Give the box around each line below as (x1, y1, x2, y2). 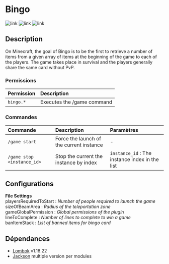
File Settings (5, 193, 32, 199)
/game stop (8, 154, 34, 160)
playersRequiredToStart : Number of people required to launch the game (5, 198, 156, 204)
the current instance (55, 141, 103, 148)
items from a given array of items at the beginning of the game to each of (5, 54, 157, 60)
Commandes (5, 114, 37, 121)
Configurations (5, 179, 54, 188)
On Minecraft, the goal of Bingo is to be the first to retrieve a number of (5, 48, 153, 54)
